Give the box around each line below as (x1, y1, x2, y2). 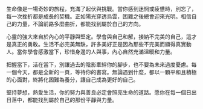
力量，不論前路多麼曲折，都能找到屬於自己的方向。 (16, 20, 144, 27)
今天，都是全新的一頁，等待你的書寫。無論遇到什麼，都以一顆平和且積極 (16, 69, 197, 75)
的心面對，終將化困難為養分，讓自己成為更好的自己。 (6, 76, 139, 83)
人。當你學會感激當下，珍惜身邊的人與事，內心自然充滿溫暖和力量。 (6, 48, 176, 55)
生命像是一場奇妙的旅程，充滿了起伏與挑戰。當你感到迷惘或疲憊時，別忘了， (6, 5, 197, 12)
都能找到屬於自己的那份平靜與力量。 (27, 96, 118, 104)
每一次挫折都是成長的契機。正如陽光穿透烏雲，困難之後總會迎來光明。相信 (6, 13, 192, 20)
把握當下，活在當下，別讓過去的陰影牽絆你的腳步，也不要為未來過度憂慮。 (6, 61, 192, 68)
